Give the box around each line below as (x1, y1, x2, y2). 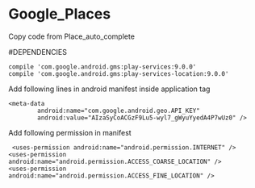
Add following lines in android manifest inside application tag (8, 84, 211, 94)
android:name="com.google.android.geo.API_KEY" (37, 107, 200, 115)
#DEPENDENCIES (8, 47, 67, 56)
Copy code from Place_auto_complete (8, 31, 136, 41)
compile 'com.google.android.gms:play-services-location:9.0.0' (8, 69, 229, 77)
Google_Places (8, 5, 111, 23)
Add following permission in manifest (8, 127, 132, 137)
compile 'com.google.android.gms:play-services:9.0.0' (8, 62, 197, 71)
